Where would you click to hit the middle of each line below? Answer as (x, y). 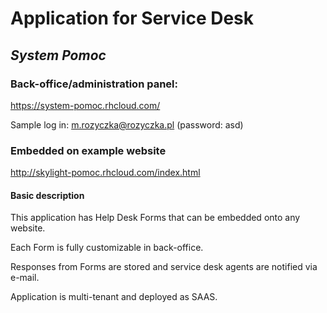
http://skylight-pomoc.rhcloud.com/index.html (105, 173)
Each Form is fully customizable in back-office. (107, 248)
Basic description (47, 195)
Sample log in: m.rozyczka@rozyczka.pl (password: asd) (127, 124)
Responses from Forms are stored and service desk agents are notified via (164, 267)
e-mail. (25, 278)
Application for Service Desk (132, 18)
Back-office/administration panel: (94, 84)
